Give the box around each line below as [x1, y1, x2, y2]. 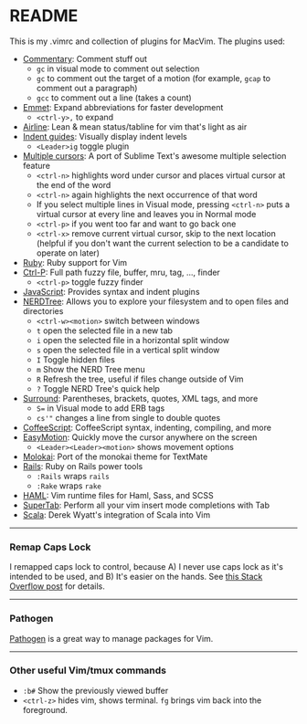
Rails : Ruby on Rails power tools [22, 460, 143, 471]
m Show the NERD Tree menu [36, 363, 145, 374]
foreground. [22, 704, 69, 715]
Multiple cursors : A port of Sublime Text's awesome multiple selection [22, 150, 287, 161]
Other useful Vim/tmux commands [9, 664, 167, 677]
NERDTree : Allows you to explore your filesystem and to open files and [22, 296, 290, 307]
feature [22, 160, 50, 171]
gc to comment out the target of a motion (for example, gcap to [36, 72, 271, 83]
